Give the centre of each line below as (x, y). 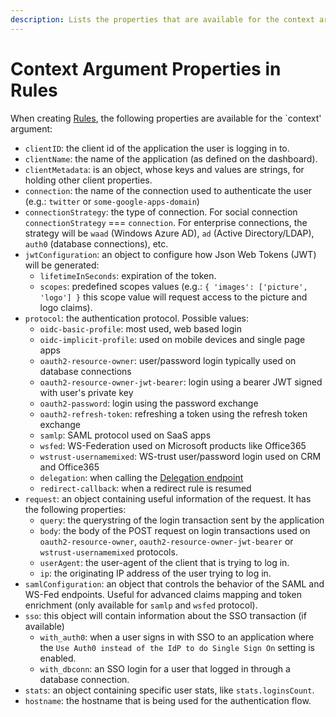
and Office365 (69, 467)
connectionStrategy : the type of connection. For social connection (161, 212)
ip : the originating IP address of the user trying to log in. (155, 573)
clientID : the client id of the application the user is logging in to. (157, 148)
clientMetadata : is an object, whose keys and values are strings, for (164, 169)
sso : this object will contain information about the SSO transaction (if (165, 615)
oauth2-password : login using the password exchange (149, 403)
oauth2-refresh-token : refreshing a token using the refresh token (173, 413)
